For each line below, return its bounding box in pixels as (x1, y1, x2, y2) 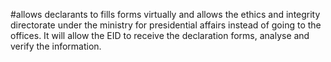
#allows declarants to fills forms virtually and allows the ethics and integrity (10, 9, 321, 20)
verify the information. (10, 40, 102, 52)
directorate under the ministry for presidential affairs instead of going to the (10, 19, 322, 31)
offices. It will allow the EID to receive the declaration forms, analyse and (10, 30, 310, 41)
